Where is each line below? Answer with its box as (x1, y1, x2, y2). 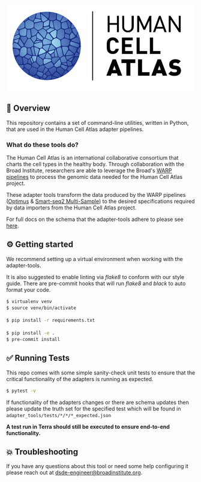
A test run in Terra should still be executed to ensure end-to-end (6, 423, 170, 430)
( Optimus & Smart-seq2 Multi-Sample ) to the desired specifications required (6, 197, 195, 205)
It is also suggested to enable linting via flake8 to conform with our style (6, 273, 185, 280)
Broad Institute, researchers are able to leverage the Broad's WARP (6, 167, 172, 174)
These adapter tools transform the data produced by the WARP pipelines (6, 191, 186, 198)
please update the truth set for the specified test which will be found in (6, 405, 181, 412)
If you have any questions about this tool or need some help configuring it (6, 463, 189, 470)
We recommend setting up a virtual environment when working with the (6, 255, 183, 262)
